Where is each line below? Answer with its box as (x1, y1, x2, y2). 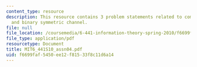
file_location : (6, 30, 43, 36)
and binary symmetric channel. (11, 19, 88, 25)
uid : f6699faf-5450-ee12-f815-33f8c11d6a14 (6, 52, 114, 58)
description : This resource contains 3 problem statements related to (6, 14, 182, 20)
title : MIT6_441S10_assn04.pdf (6, 47, 83, 52)
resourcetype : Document (6, 41, 64, 47)
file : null (6, 24, 33, 31)
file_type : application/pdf (6, 36, 75, 41)
